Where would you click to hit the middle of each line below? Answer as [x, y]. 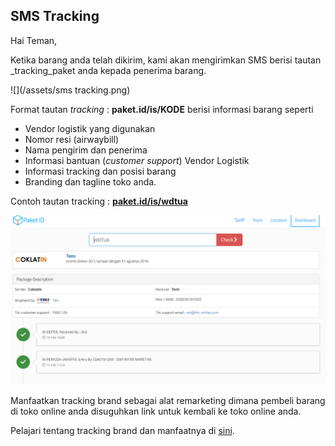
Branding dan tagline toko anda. [90, 181]
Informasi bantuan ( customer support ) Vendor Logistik [137, 160]
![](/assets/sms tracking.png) [70, 90]
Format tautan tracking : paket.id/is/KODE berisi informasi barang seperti [162, 109]
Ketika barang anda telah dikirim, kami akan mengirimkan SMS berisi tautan [166, 60]
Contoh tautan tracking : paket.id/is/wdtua [99, 201]
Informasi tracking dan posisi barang [100, 171]
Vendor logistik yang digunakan [90, 128]
